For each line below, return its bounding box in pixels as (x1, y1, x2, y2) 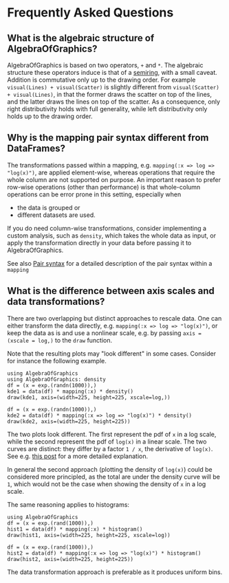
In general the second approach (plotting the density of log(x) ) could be (7, 465, 212, 473)
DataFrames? (7, 143, 65, 155)
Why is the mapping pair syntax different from (7, 132, 209, 144)
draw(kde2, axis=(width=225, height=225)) (7, 418, 131, 425)
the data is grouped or (17, 203, 80, 212)
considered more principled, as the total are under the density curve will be (7, 472, 220, 481)
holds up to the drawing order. (7, 112, 93, 120)
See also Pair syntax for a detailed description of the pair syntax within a (7, 259, 212, 267)
